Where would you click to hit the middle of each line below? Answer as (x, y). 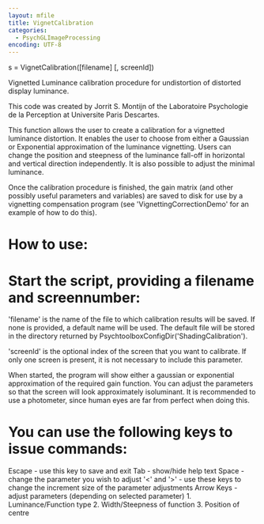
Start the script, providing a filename (131, 281)
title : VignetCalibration (51, 23)
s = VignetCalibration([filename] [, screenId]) (81, 67)
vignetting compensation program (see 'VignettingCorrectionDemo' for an (128, 204)
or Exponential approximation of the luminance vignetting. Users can (120, 147)
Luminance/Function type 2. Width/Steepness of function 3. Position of (124, 505)
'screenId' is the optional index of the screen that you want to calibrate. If (127, 352)
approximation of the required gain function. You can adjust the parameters (131, 383)
